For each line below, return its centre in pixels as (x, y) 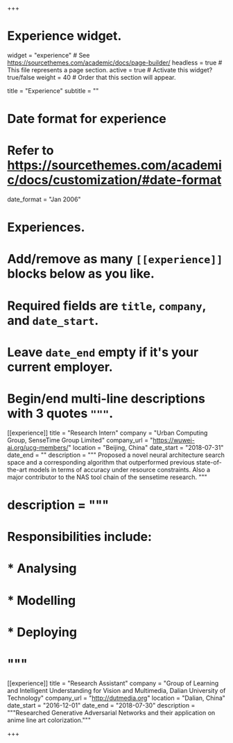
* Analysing (42, 568)
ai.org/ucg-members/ (38, 447)
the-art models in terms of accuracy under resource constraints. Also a (109, 469)
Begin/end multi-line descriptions (106, 399)
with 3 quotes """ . (60, 413)
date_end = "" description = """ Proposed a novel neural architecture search (116, 455)
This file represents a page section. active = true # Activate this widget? (110, 69)
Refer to (31, 151)
